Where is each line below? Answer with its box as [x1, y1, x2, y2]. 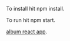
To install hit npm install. [6, 5, 65, 12]
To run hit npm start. [6, 17, 56, 23]
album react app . [6, 28, 48, 35]
